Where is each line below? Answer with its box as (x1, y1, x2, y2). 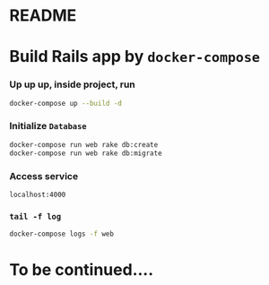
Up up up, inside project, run (9, 78, 136, 91)
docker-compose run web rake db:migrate (9, 149, 163, 158)
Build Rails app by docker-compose (9, 47, 260, 67)
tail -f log (9, 212, 62, 221)
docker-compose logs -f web (9, 229, 115, 238)
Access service (9, 169, 79, 182)
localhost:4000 (9, 190, 66, 199)
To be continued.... (9, 260, 154, 281)
